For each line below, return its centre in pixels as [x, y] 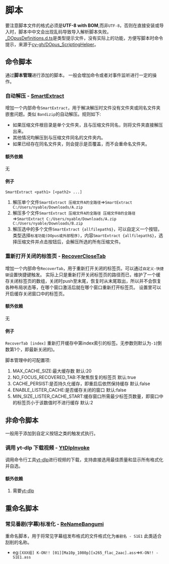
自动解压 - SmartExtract [35, 96]
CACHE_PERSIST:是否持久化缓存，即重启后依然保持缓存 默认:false [81, 384]
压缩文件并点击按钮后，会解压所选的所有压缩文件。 [70, 242]
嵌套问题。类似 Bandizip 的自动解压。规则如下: [53, 114]
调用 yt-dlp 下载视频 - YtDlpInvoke [47, 447]
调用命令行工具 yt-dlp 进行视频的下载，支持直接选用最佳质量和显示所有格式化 [84, 460]
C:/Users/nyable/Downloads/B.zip [48, 223]
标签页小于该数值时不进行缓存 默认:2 [55, 403]
